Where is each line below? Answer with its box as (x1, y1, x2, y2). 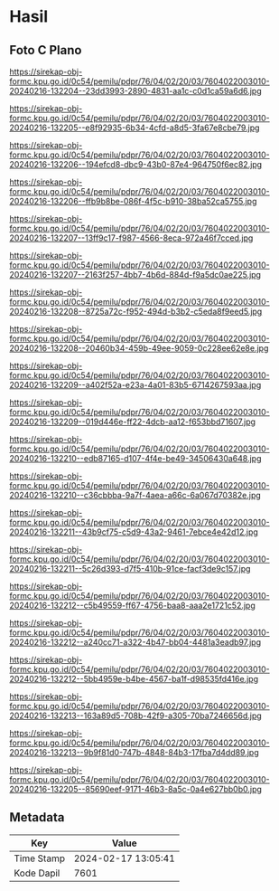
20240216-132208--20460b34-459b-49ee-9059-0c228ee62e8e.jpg (9, 343, 269, 354)
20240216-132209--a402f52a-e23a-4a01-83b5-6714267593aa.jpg (9, 380, 262, 390)
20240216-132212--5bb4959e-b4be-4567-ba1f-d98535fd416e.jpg (9, 674, 259, 684)
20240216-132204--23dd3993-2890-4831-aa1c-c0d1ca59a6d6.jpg (9, 86, 262, 96)
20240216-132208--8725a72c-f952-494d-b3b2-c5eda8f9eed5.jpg (9, 306, 263, 317)
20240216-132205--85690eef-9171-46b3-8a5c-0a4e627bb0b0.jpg (9, 784, 262, 794)
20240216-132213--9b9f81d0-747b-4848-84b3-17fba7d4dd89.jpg (9, 747, 259, 757)
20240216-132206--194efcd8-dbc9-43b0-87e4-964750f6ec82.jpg (9, 159, 263, 169)
